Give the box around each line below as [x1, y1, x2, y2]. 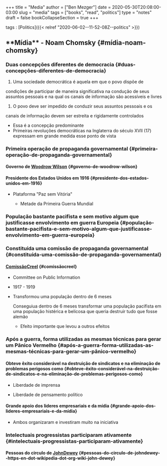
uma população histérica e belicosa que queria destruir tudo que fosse [12, 309, 158, 314]
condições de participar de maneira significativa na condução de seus [5, 88, 150, 94]
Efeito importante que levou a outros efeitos [20, 323, 110, 329]
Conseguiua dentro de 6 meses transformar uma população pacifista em [12, 303, 162, 309]
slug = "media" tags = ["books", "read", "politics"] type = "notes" [19, 9, 152, 15]
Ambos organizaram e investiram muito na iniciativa [12, 419, 118, 425]
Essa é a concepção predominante [12, 122, 84, 128]
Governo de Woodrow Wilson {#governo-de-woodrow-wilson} [5, 163, 138, 170]
